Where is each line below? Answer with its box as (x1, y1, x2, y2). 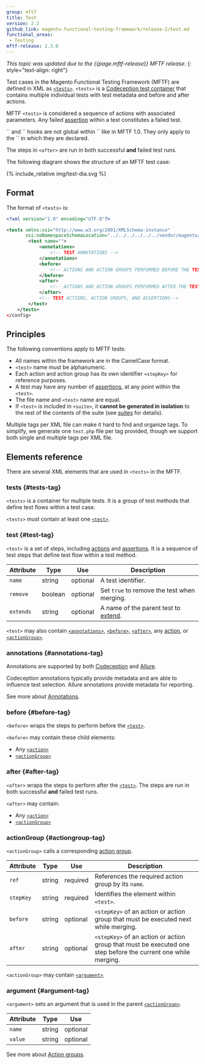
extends (9, 608, 32, 615)
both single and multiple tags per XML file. (6, 434, 113, 441)
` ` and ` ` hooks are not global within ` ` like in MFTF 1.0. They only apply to (6, 128, 190, 135)
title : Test (6, 15, 37, 21)
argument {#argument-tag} (6, 986, 90, 995)
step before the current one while (94, 948, 190, 956)
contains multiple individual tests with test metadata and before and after (6, 91, 190, 99)
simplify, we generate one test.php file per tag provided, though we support (6, 428, 198, 435)
